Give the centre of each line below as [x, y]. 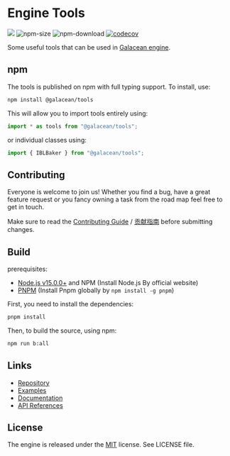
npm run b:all [28, 343]
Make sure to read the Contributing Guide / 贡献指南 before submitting [110, 222]
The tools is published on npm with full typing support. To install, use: [109, 87]
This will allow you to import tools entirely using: [78, 113]
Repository [33, 383]
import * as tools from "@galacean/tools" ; [73, 126]
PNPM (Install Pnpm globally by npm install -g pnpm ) [96, 290]
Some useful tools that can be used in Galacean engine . [89, 47]
